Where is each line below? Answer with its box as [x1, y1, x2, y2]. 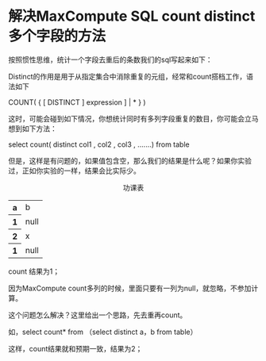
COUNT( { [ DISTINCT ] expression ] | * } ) [8, 97, 146, 107]
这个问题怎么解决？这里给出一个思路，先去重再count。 [8, 310, 187, 320]
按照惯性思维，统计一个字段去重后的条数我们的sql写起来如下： [8, 55, 213, 64]
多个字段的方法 [8, 27, 106, 45]
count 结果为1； [8, 267, 60, 276]
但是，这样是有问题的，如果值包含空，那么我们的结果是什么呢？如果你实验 [8, 156, 252, 165]
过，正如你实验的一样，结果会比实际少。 [8, 166, 141, 175]
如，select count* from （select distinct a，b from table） [8, 327, 198, 336]
